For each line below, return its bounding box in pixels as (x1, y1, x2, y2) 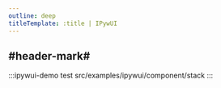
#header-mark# (8, 49, 91, 63)
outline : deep (8, 11, 57, 20)
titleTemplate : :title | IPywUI (8, 19, 117, 27)
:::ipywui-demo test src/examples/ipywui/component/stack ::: (8, 70, 214, 81)
